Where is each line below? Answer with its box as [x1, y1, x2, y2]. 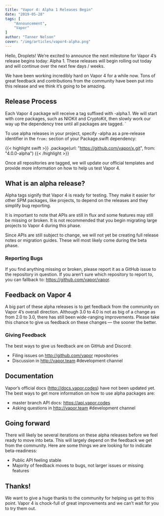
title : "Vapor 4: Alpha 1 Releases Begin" [5, 7, 93, 12]
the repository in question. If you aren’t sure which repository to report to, [5, 271, 154, 277]
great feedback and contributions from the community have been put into [5, 78, 153, 84]
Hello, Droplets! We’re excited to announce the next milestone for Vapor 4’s [5, 53, 157, 58]
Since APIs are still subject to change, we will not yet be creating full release [5, 232, 159, 238]
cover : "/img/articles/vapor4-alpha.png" [5, 39, 91, 44]
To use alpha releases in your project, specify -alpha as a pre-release [5, 130, 145, 136]
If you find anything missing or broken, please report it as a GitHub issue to [5, 266, 157, 272]
